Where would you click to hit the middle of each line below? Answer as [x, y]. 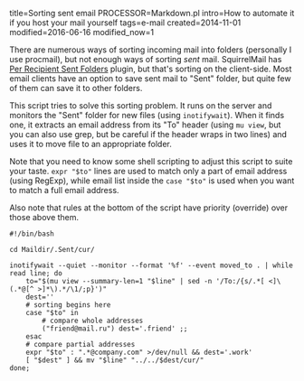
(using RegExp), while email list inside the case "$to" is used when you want [152, 181]
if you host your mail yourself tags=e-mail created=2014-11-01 [125, 23]
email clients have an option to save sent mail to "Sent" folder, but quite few [150, 79]
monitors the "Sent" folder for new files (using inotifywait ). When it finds [147, 115]
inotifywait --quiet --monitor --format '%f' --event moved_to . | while [152, 265]
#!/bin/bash [32, 234]
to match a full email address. [64, 190]
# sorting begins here [68, 305]
